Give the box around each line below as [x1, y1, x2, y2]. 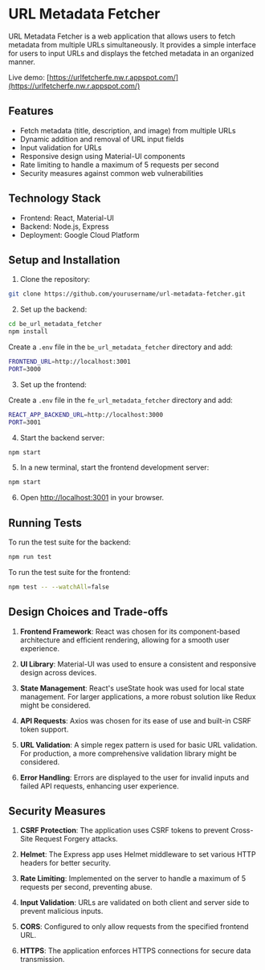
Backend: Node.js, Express [19, 222, 110, 231]
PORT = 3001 [8, 418, 42, 426]
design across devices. [19, 667, 97, 677]
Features [8, 104, 54, 118]
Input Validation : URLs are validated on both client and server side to [19, 898, 250, 907]
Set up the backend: [19, 304, 88, 314]
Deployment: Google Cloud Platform [19, 230, 140, 239]
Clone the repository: [19, 275, 91, 284]
